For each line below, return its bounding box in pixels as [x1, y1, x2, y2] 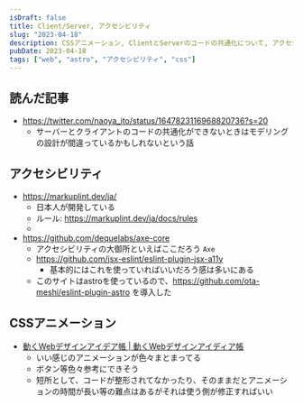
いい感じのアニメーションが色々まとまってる [35, 353, 201, 364]
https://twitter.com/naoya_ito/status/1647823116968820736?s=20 [22, 115, 269, 126]
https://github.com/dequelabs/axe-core [22, 232, 170, 244]
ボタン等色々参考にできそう [35, 364, 140, 374]
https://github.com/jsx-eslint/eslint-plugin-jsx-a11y [35, 253, 224, 264]
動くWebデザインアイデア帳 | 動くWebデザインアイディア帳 [22, 341, 244, 352]
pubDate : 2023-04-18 [9, 47, 87, 56]
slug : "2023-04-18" [9, 30, 83, 39]
